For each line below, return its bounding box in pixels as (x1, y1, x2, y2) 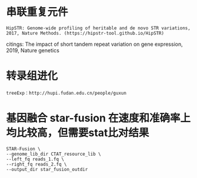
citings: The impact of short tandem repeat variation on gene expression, (6, 41, 183, 48)
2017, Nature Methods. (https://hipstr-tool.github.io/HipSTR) (6, 30, 165, 36)
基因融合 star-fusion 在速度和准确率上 (6, 112, 191, 125)
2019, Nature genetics (6, 46, 60, 53)
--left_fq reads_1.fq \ (6, 156, 65, 162)
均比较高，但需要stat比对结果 (6, 126, 149, 140)
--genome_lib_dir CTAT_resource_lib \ (6, 151, 101, 157)
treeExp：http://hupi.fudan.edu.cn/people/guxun (6, 90, 126, 96)
